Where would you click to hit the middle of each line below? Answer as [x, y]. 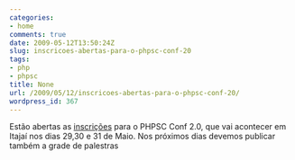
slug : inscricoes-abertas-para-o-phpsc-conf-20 [101, 51]
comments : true [38, 34]
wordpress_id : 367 [44, 101]
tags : [19, 59]
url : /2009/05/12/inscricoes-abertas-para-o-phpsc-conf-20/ [125, 93]
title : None [32, 84]
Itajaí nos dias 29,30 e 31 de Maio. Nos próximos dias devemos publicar [143, 137]
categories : [32, 18]
